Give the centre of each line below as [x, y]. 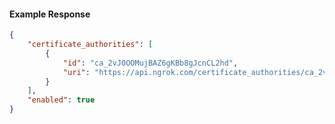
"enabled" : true [61, 100]
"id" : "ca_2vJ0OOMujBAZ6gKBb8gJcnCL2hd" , [150, 63]
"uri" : [76, 72]
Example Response [50, 14]
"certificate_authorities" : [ [90, 45]
